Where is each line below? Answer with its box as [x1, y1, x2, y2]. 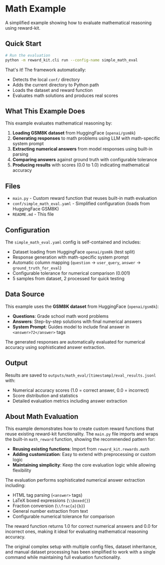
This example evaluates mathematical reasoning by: [5, 120, 112, 126]
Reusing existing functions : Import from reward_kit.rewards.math [12, 446, 149, 452]
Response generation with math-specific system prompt [12, 254, 129, 260]
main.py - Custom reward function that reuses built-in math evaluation [12, 195, 157, 201]
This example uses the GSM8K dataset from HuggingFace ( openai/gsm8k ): [5, 303, 159, 309]
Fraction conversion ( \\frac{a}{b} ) [12, 503, 85, 509]
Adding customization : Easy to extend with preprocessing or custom [12, 451, 156, 458]
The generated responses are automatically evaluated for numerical [5, 338, 145, 345]
